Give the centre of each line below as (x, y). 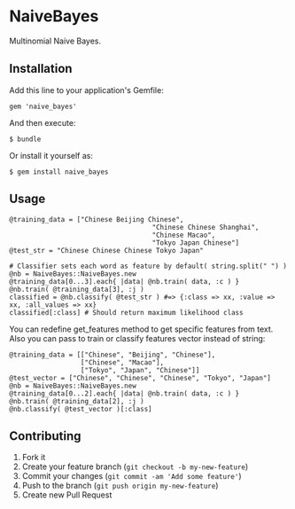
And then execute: (43, 122)
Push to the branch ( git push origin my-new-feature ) (120, 486)
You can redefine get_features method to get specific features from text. (141, 329)
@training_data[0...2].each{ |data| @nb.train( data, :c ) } (124, 393)
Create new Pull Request (67, 495)
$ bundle (25, 139)
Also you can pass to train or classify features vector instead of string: (137, 338)
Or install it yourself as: (51, 155)
